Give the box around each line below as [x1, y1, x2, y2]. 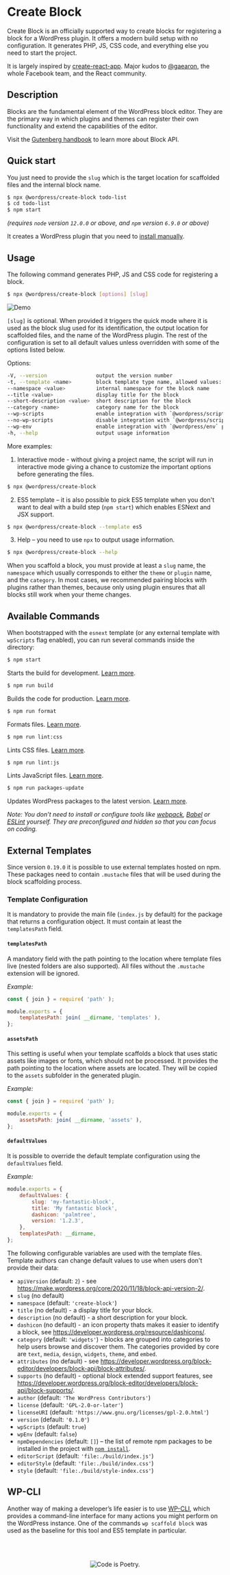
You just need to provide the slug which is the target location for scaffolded [7, 173, 220, 182]
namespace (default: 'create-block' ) [16, 1299, 118, 1307]
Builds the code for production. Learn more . [7, 694, 131, 703]
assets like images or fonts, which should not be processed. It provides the [7, 1057, 218, 1065]
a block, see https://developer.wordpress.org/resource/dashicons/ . [16, 1327, 207, 1336]
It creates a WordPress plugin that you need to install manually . [7, 232, 185, 241]
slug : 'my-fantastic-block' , [31, 1198, 115, 1205]
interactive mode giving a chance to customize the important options [16, 462, 212, 470]
